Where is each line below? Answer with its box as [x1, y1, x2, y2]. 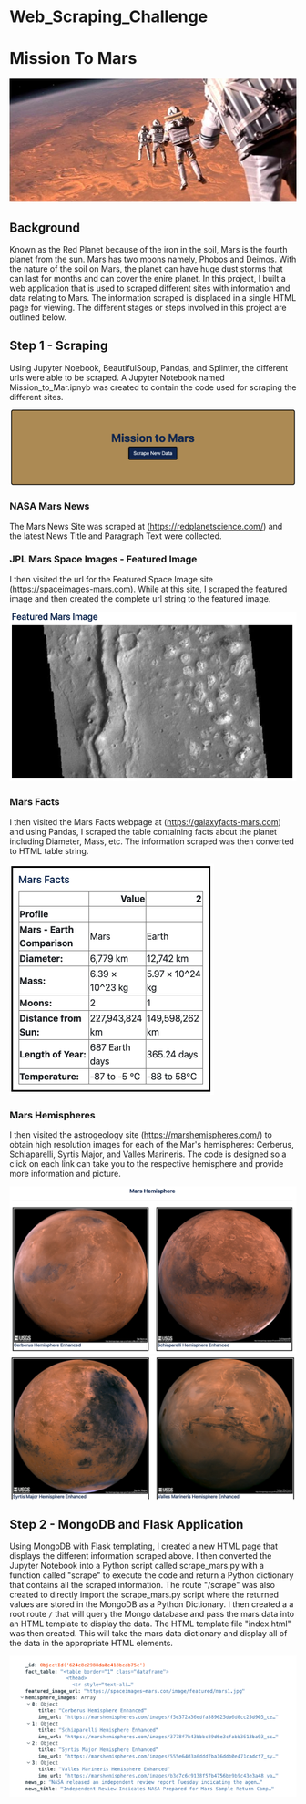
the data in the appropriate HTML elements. [9, 1638, 173, 1649]
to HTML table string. [9, 845, 89, 856]
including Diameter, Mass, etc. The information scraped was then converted [9, 836, 294, 847]
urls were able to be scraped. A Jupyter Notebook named [9, 372, 225, 383]
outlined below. [9, 312, 66, 323]
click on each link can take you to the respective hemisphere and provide [9, 1159, 284, 1170]
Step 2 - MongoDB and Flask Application [9, 1517, 244, 1532]
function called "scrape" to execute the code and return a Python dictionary [9, 1570, 294, 1581]
